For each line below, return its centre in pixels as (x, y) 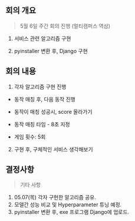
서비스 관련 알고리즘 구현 (42, 38)
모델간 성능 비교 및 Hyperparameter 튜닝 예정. (68, 204)
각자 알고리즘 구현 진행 (40, 87)
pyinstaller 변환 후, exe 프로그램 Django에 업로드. (72, 212)
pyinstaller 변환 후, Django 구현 (51, 51)
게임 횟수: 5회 (30, 137)
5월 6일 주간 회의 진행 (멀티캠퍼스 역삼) (65, 26)
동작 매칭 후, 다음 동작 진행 (45, 99)
